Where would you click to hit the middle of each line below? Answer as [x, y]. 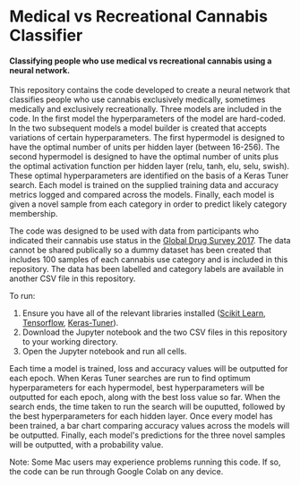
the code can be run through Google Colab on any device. [116, 472]
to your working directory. [70, 342]
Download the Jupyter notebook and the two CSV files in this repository [155, 332]
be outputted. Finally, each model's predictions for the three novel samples [147, 435]
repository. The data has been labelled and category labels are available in [146, 269]
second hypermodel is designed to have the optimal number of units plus [144, 157]
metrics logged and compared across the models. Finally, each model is [142, 195]
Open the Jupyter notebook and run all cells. [104, 352]
